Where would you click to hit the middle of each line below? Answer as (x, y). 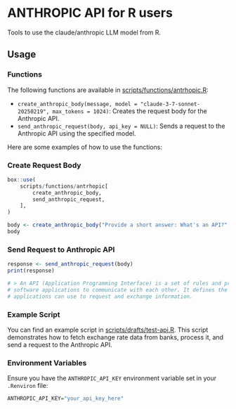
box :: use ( (22, 180)
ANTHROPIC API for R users (90, 13)
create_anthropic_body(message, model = (77, 104)
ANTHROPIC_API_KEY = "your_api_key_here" (66, 398)
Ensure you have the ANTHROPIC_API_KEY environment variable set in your (112, 378)
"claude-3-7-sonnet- (170, 104)
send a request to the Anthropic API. (60, 344)
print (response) (31, 271)
